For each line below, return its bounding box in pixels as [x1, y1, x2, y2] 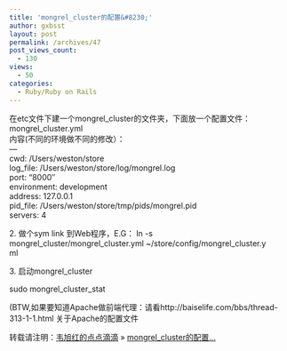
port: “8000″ [9, 172, 56, 182]
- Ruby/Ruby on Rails [17, 87, 98, 96]
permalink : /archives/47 [9, 37, 101, 47]
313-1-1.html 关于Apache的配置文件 [9, 313, 140, 323]
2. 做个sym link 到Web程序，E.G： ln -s [9, 227, 154, 238]
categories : [9, 79, 53, 88]
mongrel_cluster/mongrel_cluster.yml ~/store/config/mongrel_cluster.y [9, 237, 267, 249]
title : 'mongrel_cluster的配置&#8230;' [9, 12, 153, 22]
